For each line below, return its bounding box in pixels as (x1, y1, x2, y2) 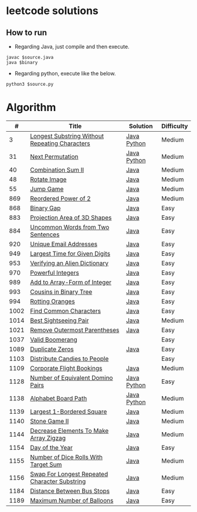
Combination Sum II (30, 166, 84, 174)
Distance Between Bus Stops (30, 487, 110, 495)
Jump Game (30, 185, 64, 193)
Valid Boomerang (30, 335, 77, 343)
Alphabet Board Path (30, 394, 87, 402)
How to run (6, 28, 47, 38)
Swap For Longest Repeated (30, 470, 108, 478)
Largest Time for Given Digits (30, 249, 110, 257)
